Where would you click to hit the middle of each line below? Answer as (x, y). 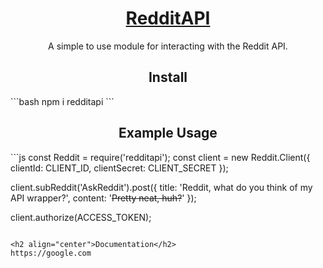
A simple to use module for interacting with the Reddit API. (168, 46)
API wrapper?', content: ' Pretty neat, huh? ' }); (103, 198)
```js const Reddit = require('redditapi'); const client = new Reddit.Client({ (160, 157)
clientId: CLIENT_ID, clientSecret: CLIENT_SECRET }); (119, 168)
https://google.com (51, 253)
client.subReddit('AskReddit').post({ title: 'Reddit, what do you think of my (161, 187)
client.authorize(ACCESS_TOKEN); (81, 217)
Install (168, 77)
